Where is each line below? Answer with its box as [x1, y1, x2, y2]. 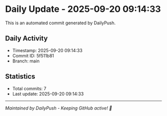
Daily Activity [5, 34, 48, 43]
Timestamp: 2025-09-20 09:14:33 [12, 47, 83, 53]
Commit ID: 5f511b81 [12, 53, 54, 58]
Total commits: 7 [12, 85, 47, 91]
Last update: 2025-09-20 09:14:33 [12, 91, 84, 97]
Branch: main [12, 58, 40, 64]
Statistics [5, 72, 36, 81]
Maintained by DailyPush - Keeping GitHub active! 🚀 [5, 105, 112, 111]
